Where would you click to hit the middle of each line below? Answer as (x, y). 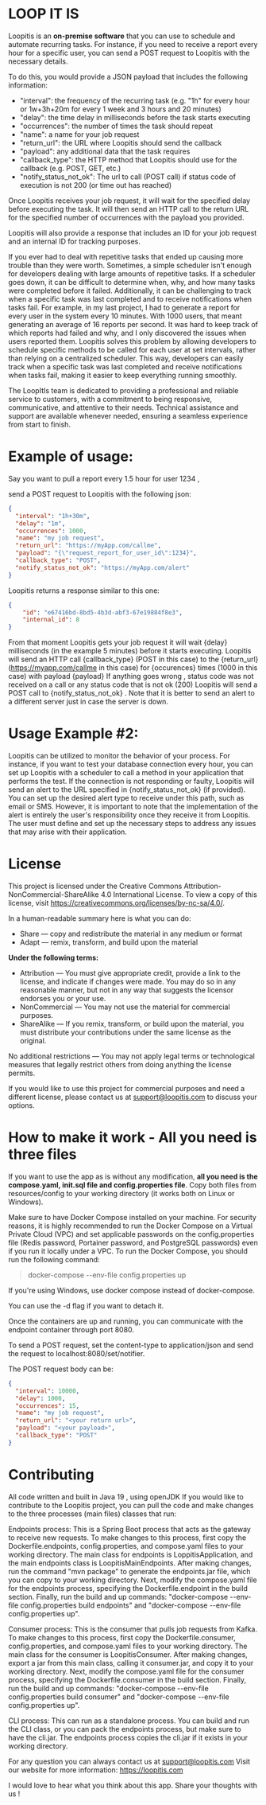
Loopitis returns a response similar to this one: (84, 591)
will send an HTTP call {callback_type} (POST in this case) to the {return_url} (133, 659)
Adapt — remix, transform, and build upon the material (109, 942)
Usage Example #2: (73, 734)
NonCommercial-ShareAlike (54, 895)
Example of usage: (71, 456)
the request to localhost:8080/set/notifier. (77, 1353)
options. (22, 1105)
